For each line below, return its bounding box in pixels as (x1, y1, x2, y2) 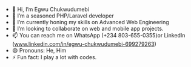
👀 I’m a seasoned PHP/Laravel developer (12, 12, 114, 19)
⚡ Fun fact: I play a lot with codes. (12, 54, 97, 60)
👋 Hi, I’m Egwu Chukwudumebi (12, 6, 90, 13)
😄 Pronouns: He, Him (12, 47, 67, 54)
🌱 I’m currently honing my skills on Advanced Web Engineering (12, 19, 170, 25)
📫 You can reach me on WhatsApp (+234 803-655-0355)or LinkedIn (12, 32, 186, 39)
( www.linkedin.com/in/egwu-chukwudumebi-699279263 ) (12, 40, 156, 48)
